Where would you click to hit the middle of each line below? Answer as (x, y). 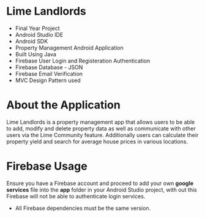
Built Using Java (36, 54)
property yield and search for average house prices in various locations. (97, 141)
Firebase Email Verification (49, 73)
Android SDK (32, 41)
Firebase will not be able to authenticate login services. (76, 196)
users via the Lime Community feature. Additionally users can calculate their (102, 135)
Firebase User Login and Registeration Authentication (83, 61)
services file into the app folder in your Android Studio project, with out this (102, 190)
